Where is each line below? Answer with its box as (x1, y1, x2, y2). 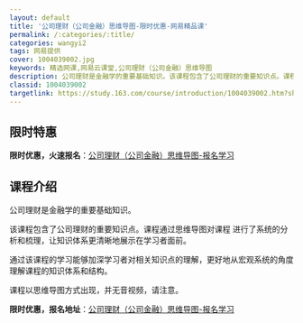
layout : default (9, 13, 70, 23)
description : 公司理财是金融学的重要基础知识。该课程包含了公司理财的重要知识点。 (9, 72, 284, 81)
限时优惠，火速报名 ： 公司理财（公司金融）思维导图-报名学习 (9, 150, 234, 161)
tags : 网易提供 (9, 47, 61, 56)
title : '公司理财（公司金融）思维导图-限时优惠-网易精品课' (9, 22, 209, 31)
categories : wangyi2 (9, 38, 87, 48)
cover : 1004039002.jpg (9, 55, 95, 64)
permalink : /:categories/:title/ (9, 30, 135, 39)
